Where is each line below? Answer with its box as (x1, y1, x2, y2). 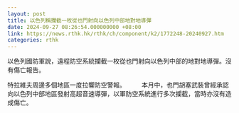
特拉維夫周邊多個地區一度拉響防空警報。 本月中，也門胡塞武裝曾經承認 (7, 81, 229, 89)
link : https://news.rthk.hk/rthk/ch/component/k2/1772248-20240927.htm (7, 30, 224, 37)
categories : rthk (7, 37, 59, 44)
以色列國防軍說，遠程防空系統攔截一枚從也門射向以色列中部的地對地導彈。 (7, 57, 225, 66)
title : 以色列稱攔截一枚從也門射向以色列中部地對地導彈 (7, 17, 152, 24)
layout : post (7, 10, 46, 18)
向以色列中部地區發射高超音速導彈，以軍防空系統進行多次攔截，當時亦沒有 (7, 90, 225, 98)
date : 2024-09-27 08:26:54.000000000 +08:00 (7, 23, 142, 30)
